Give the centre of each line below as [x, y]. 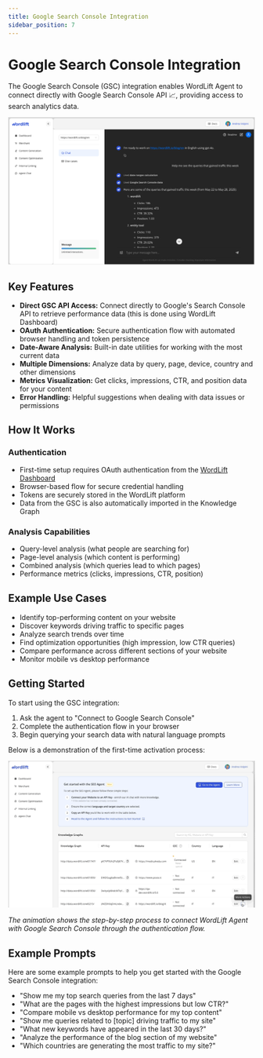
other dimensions [47, 372]
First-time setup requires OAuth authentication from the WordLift [124, 469]
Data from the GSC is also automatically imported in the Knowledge [128, 503]
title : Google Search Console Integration [78, 16]
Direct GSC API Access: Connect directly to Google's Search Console [132, 305]
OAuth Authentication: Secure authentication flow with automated [127, 330]
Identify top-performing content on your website [97, 617]
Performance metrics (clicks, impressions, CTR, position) [111, 574]
